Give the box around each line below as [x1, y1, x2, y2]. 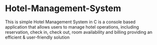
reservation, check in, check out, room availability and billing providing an [5, 29, 153, 35]
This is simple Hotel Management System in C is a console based [5, 19, 136, 25]
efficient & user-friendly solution [5, 34, 70, 40]
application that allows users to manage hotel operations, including [5, 24, 140, 30]
